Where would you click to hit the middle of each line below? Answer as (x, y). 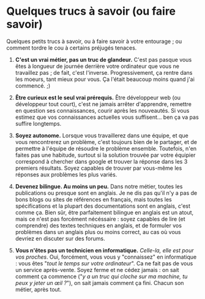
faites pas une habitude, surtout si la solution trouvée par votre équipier (105, 155)
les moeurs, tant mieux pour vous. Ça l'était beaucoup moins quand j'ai (105, 79)
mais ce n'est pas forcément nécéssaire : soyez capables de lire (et (100, 219)
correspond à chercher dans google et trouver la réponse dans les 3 (101, 161)
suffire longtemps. (38, 123)
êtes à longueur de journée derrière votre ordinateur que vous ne (97, 66)
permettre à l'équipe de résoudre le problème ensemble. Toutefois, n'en (106, 148)
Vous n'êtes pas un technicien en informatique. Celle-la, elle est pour (104, 250)
